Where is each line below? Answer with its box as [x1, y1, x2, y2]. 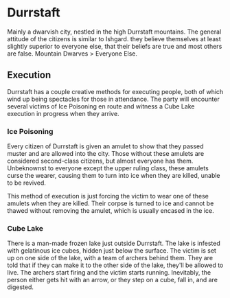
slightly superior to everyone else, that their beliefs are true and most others [7, 42, 222, 50]
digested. [7, 283, 34, 291]
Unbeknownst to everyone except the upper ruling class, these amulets [7, 164, 209, 172]
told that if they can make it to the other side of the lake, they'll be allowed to [7, 261, 224, 269]
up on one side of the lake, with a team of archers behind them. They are [7, 254, 214, 262]
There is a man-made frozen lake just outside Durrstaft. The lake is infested [7, 239, 221, 248]
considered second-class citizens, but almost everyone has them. [7, 157, 194, 165]
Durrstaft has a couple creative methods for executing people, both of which [7, 87, 224, 95]
